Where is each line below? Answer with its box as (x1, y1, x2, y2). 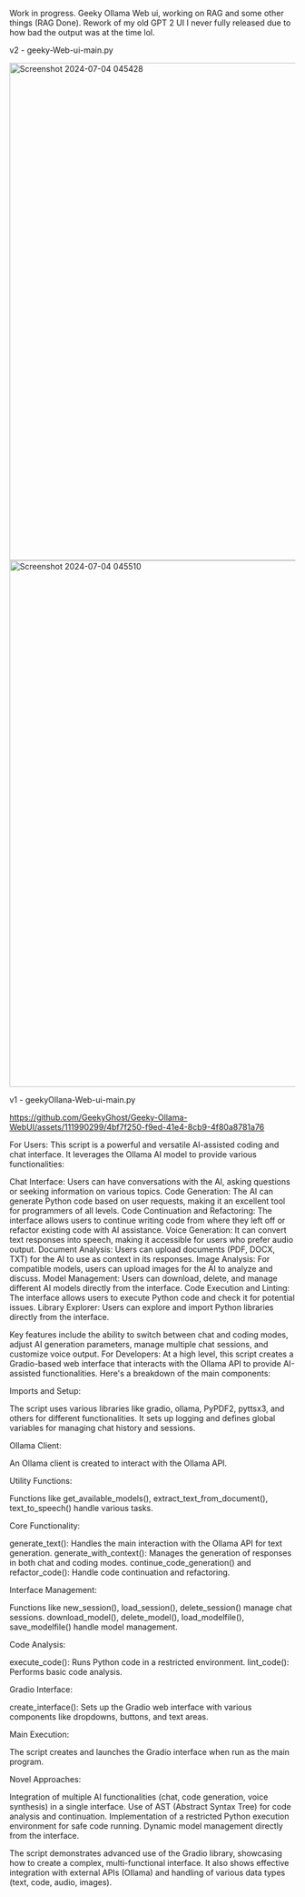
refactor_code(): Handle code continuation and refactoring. (9, 1567, 231, 1578)
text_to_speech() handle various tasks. (9, 1503, 154, 1513)
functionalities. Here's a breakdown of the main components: (42, 1368, 271, 1378)
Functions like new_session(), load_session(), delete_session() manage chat (9, 1602, 292, 1613)
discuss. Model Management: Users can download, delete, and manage (9, 1273, 279, 1284)
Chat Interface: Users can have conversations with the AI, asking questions (9, 1176, 290, 1186)
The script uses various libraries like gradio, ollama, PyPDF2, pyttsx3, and (9, 1403, 285, 1414)
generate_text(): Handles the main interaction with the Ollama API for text (9, 1538, 283, 1549)
